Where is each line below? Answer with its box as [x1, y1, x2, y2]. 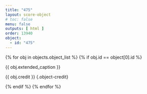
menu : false [5, 21, 30, 27]
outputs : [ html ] [5, 26, 44, 31]
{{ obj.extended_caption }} [5, 64, 61, 70]
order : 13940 [5, 31, 33, 36]
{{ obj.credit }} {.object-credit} [5, 74, 68, 80]
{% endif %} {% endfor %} [5, 83, 61, 89]
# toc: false [5, 17, 33, 22]
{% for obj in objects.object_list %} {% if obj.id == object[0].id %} [5, 54, 142, 60]
